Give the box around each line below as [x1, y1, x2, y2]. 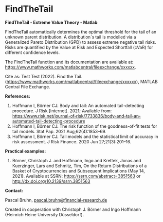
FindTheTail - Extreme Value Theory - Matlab [5, 19, 98, 25]
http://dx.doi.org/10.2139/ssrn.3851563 [12, 178, 91, 184]
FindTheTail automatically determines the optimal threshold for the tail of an [5, 29, 157, 34]
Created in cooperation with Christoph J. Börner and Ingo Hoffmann [5, 206, 141, 212]
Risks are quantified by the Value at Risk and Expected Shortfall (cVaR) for [5, 44, 153, 50]
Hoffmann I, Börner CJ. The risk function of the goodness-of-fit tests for [12, 123, 157, 129]
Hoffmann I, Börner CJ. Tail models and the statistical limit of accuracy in [12, 134, 158, 139]
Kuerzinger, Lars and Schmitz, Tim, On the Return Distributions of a [12, 163, 147, 169]
